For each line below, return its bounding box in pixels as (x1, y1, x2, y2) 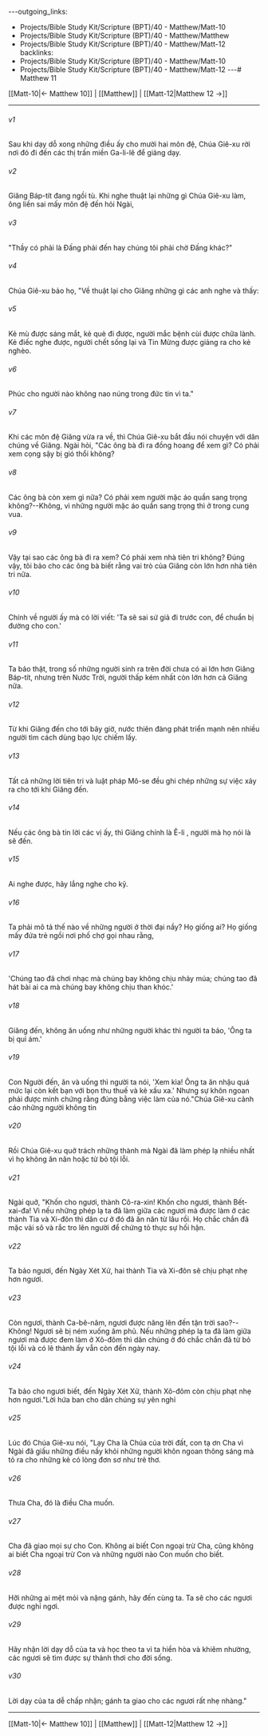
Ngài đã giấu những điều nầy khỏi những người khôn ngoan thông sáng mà (8, 1446, 254, 1456)
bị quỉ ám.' (8, 1034, 42, 1044)
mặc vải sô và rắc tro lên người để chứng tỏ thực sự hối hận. (8, 1223, 206, 1233)
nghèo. (8, 346, 32, 355)
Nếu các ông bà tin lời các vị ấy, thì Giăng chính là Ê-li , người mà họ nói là (8, 828, 251, 837)
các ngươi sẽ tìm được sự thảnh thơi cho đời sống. (8, 1653, 173, 1662)
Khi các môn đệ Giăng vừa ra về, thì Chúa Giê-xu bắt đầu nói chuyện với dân (8, 432, 260, 442)
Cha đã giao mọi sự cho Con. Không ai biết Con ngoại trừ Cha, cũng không (8, 1541, 254, 1551)
